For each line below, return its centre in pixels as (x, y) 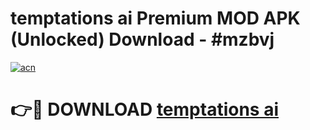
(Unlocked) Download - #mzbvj (142, 39)
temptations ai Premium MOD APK (155, 18)
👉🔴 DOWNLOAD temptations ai (144, 109)
